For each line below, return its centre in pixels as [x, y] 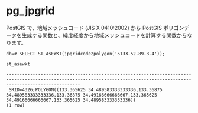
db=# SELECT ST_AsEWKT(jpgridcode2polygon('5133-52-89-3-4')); [86, 54]
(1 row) [16, 105]
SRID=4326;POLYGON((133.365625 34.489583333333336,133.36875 [85, 89]
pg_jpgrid [30, 11]
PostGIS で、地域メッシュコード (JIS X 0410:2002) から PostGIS [84, 28]
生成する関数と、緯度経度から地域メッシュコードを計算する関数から [104, 35]
